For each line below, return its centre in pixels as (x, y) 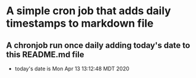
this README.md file (45, 54)
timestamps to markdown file (80, 23)
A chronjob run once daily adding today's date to (98, 45)
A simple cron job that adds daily (88, 11)
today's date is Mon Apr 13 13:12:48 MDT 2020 (72, 69)
